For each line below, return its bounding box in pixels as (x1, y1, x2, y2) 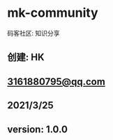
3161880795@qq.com (7, 76, 106, 87)
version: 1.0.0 (7, 123, 68, 135)
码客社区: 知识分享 (7, 29, 60, 37)
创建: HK (7, 51, 45, 64)
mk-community (7, 5, 99, 21)
